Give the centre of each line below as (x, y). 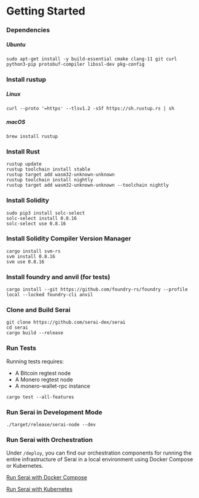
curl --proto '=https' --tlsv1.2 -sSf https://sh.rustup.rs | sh (90, 108)
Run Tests (21, 348)
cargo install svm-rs (34, 251)
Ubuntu (16, 44)
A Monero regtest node (44, 380)
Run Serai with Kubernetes (39, 489)
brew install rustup (32, 136)
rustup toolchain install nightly (50, 180)
